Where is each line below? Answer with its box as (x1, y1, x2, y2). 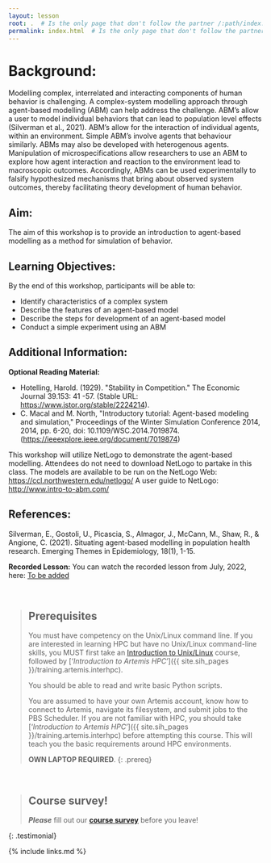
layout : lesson (8, 11, 60, 20)
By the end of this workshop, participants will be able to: (8, 280, 196, 291)
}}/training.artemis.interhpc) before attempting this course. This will (27, 731, 252, 740)
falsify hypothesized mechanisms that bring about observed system (8, 174, 234, 184)
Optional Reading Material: (8, 367, 100, 376)
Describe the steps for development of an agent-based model (19, 313, 226, 323)
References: (8, 508, 71, 522)
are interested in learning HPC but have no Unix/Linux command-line (27, 639, 257, 649)
